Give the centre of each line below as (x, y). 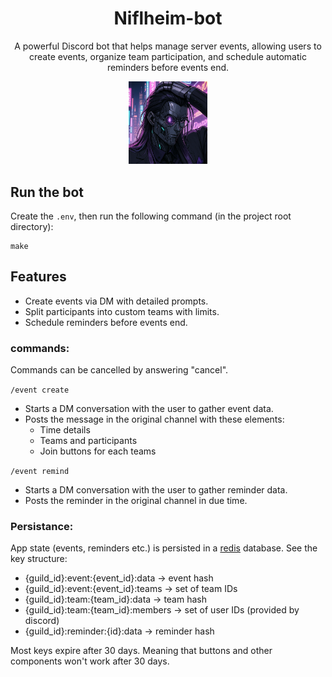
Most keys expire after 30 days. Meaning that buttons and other (141, 651)
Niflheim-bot (168, 18)
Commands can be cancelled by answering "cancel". (119, 370)
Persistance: (42, 527)
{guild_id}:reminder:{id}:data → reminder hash (119, 631)
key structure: (39, 559)
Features (38, 277)
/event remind (40, 472)
